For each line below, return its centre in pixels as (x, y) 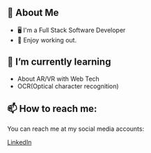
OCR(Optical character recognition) (68, 86)
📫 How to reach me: (52, 109)
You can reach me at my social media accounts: (76, 129)
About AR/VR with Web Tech (58, 79)
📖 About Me (33, 13)
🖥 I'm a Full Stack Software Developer (71, 30)
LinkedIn (19, 143)
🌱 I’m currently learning (59, 62)
